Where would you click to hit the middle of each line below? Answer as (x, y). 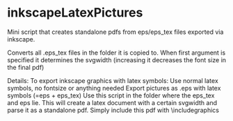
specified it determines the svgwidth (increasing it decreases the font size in (117, 59)
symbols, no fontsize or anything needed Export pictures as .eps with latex (114, 88)
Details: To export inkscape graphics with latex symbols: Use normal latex (113, 80)
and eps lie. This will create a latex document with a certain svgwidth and (112, 102)
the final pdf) (26, 67)
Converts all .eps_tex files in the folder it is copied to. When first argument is (116, 53)
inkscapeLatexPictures (75, 13)
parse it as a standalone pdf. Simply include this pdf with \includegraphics (113, 110)
